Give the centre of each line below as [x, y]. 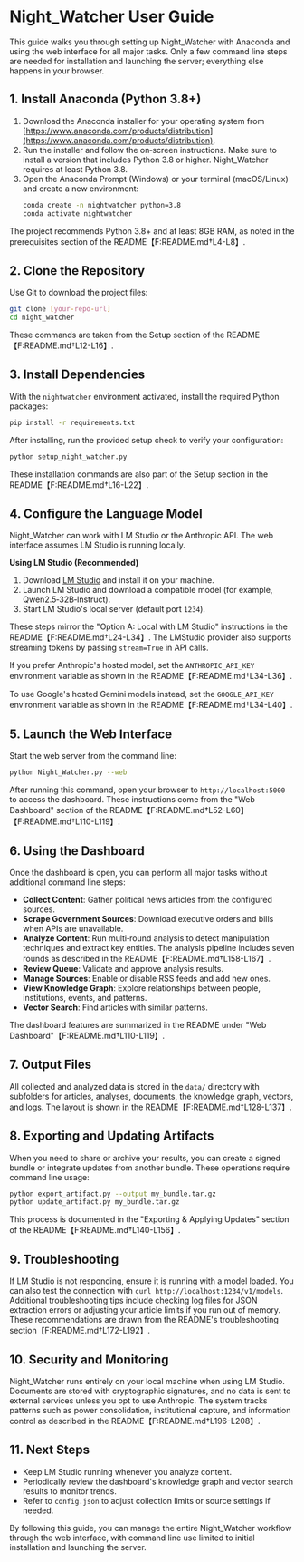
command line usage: [50, 1177]
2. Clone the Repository [77, 271]
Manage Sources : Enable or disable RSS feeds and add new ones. [147, 978]
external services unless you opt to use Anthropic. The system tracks [138, 1400]
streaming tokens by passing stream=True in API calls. [109, 648]
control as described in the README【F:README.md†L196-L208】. [135, 1421]
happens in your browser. [57, 71]
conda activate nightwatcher [77, 213]
